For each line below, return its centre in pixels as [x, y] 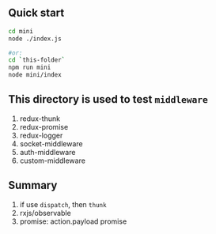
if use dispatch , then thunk [63, 204]
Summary [33, 185]
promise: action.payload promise [73, 221]
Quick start [36, 13]
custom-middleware [52, 160]
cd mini [21, 31]
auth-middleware [47, 152]
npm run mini [30, 68]
